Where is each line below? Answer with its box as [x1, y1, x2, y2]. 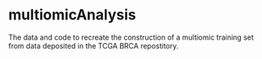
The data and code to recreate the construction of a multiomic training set [8, 32, 254, 42]
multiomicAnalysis [8, 6, 136, 24]
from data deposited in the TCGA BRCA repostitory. [8, 40, 179, 50]
